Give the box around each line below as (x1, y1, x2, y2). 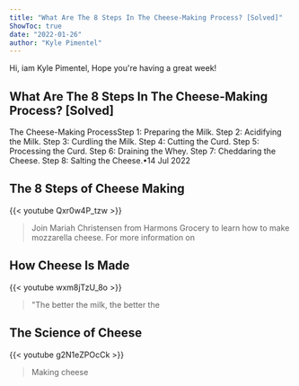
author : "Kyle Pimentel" (9, 38, 102, 48)
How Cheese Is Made (9, 258, 130, 274)
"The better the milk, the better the (31, 299, 160, 310)
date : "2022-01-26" (9, 30, 83, 39)
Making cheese (31, 366, 89, 377)
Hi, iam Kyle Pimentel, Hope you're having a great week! (9, 63, 217, 74)
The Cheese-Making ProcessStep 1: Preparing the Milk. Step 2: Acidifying (9, 127, 282, 137)
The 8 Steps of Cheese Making (9, 181, 185, 197)
